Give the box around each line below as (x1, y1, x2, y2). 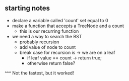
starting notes (5, 4, 50, 13)
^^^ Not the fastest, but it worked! (5, 70, 74, 76)
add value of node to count (19, 44, 76, 50)
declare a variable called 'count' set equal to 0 (12, 17, 109, 23)
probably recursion (19, 39, 59, 45)
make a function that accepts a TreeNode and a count (12, 23, 124, 29)
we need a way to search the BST (12, 33, 82, 39)
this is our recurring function (19, 28, 79, 34)
